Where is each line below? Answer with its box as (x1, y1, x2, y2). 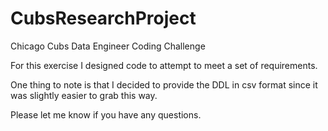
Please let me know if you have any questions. (10, 108, 202, 121)
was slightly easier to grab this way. (10, 89, 158, 101)
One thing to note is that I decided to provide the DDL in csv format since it (10, 78, 318, 91)
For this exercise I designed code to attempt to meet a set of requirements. (10, 59, 318, 71)
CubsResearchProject (10, 7, 197, 30)
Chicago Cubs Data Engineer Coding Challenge (10, 40, 206, 52)
